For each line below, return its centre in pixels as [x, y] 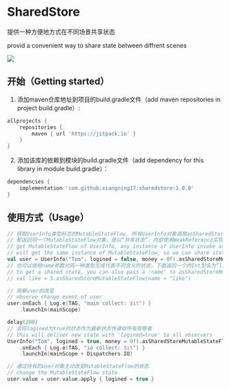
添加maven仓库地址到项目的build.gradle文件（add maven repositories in [119, 99]
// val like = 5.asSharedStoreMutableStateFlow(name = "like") [99, 278]
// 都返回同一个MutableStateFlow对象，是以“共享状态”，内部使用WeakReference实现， [118, 240]
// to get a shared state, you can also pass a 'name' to [91, 272]
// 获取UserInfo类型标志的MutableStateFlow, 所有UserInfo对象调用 [97, 234]
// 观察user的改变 [31, 291]
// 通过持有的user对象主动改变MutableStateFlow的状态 [78, 366]
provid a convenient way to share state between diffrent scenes [97, 45]
